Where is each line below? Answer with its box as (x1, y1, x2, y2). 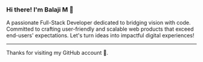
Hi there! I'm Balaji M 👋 (6, 5, 74, 14)
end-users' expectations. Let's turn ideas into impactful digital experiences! (6, 32, 195, 39)
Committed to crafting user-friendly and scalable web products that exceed (6, 25, 194, 33)
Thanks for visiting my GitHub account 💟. (6, 49, 109, 57)
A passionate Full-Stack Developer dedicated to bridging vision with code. (6, 19, 192, 26)
